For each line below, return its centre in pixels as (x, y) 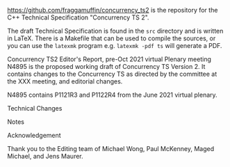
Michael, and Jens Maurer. (45, 156)
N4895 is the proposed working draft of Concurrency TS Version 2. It (106, 66)
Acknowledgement (34, 135)
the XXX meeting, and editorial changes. (65, 81)
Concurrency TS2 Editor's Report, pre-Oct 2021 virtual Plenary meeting (109, 59)
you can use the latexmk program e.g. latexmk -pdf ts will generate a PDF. (115, 46)
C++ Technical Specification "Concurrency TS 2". (78, 17)
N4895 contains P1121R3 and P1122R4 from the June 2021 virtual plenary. (112, 95)
